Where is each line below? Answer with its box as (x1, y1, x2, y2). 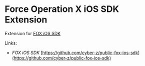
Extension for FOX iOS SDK (4, 30, 61, 36)
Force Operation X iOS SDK (4, 3, 119, 15)
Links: (4, 40, 17, 46)
